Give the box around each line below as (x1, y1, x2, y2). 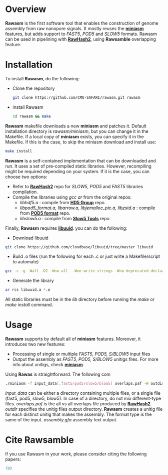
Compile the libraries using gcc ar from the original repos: (12, 194, 132, 200)
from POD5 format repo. (19, 210, 71, 216)
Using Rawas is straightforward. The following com (5, 371, 111, 377)
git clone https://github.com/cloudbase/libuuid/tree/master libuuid (5, 244, 153, 249)
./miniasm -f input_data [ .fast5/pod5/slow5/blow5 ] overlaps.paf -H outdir (5, 381, 164, 386)
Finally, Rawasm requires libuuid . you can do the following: (5, 225, 127, 231)
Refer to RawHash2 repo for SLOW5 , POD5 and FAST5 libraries (12, 183, 143, 189)
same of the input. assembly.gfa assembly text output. (5, 416, 117, 422)
